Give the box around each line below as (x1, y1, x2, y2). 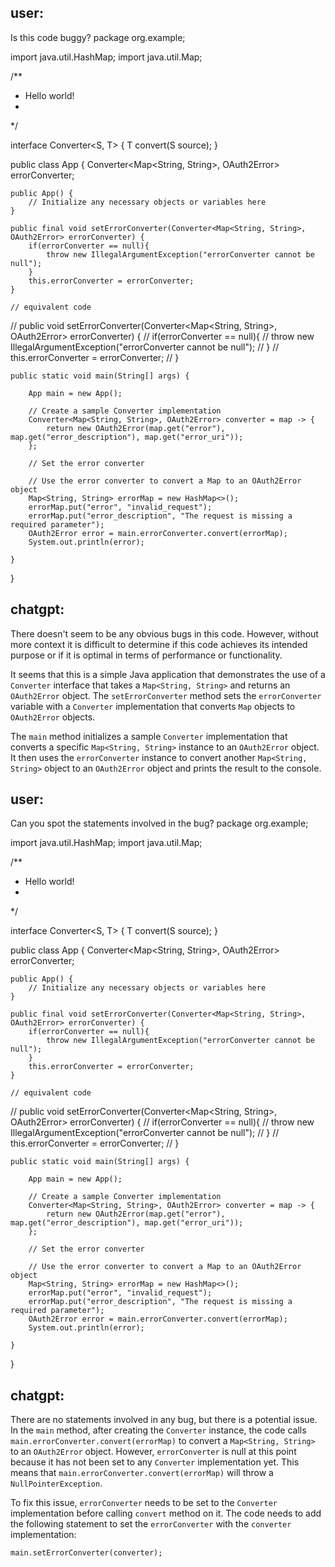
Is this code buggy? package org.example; (10, 31, 186, 43)
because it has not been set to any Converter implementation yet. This (10, 1456, 300, 1468)
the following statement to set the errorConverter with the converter (10, 1518, 292, 1530)
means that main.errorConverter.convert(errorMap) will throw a (10, 1467, 274, 1479)
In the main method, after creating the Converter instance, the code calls (10, 1424, 307, 1436)
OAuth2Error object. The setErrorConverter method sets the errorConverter (10, 689, 322, 701)
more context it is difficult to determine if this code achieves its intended (10, 638, 308, 650)
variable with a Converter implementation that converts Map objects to (10, 700, 296, 712)
